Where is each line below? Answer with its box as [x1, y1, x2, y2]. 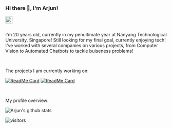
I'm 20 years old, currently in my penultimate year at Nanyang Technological [5, 32, 167, 38]
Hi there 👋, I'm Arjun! [5, 5, 59, 12]
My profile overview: [5, 97, 49, 104]
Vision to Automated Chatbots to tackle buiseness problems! [5, 48, 133, 54]
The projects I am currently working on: [5, 68, 89, 74]
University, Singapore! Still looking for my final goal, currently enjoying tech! [5, 37, 166, 43]
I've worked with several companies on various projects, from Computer [5, 42, 158, 49]
